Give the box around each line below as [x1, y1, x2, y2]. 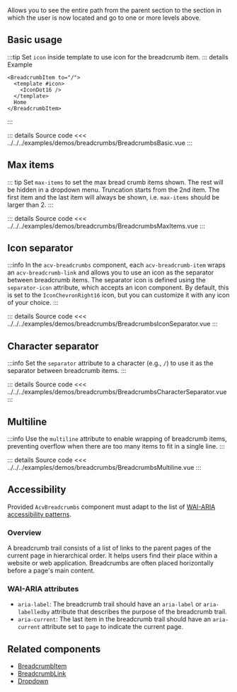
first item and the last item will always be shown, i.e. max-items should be [7, 192, 220, 201]
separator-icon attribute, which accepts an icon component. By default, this [7, 283, 229, 292]
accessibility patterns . [7, 509, 72, 519]
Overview [7, 527, 42, 537]
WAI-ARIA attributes [7, 584, 79, 594]
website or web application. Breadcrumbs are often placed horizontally [7, 559, 214, 567]
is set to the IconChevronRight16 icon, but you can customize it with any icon [7, 291, 230, 299]
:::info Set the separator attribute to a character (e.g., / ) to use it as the [7, 359, 214, 367]
